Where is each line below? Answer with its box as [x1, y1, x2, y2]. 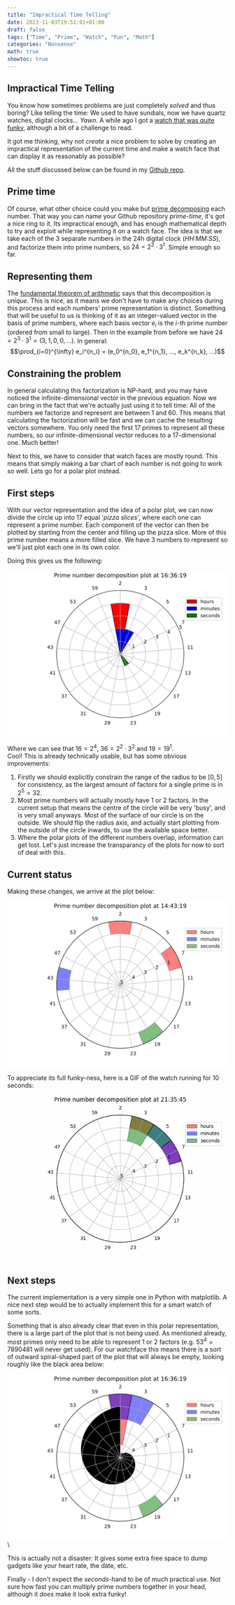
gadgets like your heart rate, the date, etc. [7, 1561, 129, 1569]
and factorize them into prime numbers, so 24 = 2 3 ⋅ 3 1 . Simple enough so [7, 242, 220, 252]
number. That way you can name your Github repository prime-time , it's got [7, 212, 225, 220]
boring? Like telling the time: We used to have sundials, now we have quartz [7, 109, 226, 117]
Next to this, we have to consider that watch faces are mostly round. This [7, 452, 218, 460]
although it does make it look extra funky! [7, 1590, 127, 1598]
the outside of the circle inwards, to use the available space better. [17, 826, 210, 834]
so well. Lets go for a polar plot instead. [7, 467, 121, 476]
